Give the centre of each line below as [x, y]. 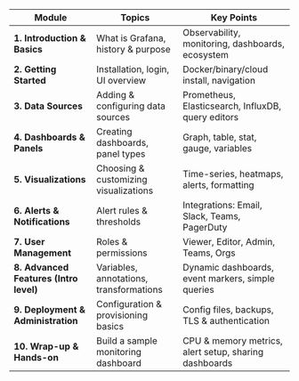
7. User [29, 242]
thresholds [118, 222]
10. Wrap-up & [46, 346]
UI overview [121, 81]
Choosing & [121, 168]
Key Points [234, 17]
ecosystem [206, 55]
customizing [122, 179]
